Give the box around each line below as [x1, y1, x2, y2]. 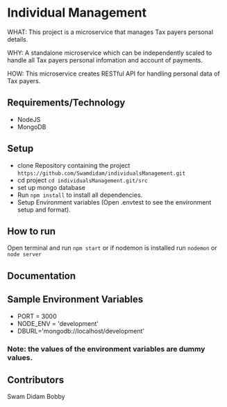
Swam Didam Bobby [7, 392, 65, 401]
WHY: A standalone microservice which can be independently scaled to [7, 49, 212, 57]
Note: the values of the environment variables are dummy [7, 344, 205, 354]
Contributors [7, 374, 65, 386]
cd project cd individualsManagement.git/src [17, 175, 148, 184]
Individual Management [7, 5, 147, 21]
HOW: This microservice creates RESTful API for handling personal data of [7, 69, 220, 78]
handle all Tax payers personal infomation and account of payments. [7, 55, 203, 64]
